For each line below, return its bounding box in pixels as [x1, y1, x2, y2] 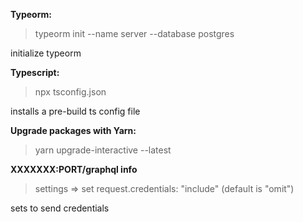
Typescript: [10, 67, 60, 78]
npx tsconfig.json [34, 86, 107, 98]
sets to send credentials [10, 202, 110, 214]
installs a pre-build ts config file [10, 105, 141, 117]
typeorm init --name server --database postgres [34, 28, 235, 39]
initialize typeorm [10, 47, 82, 59]
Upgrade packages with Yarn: [10, 125, 137, 136]
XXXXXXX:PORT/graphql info [10, 164, 138, 175]
